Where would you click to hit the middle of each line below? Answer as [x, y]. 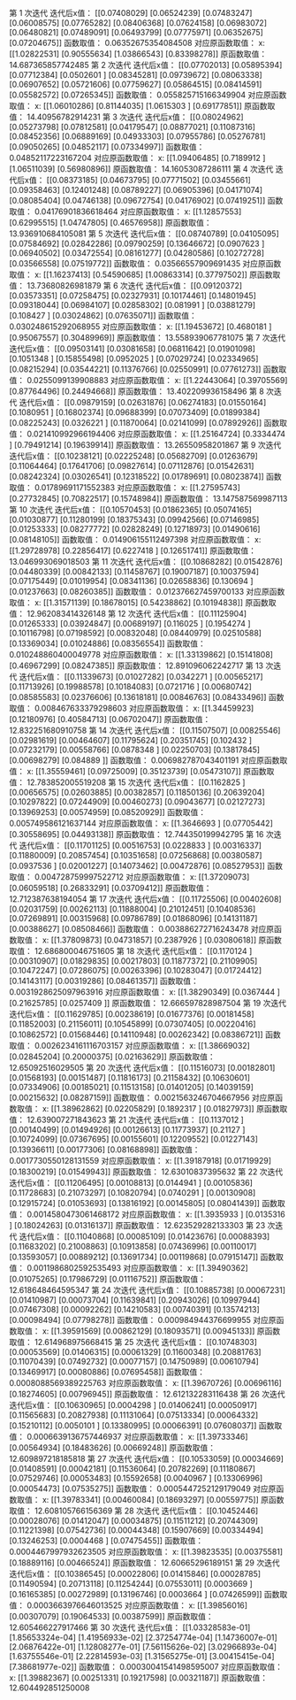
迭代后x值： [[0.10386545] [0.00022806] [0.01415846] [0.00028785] [135, 1574]
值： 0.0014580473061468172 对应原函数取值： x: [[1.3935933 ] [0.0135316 [147, 1214]
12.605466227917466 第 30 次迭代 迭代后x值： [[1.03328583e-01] [130, 1627]
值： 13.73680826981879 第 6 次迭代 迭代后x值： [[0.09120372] [126, 285]
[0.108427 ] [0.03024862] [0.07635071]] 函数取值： [103, 315]
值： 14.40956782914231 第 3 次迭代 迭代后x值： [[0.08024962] [127, 117]
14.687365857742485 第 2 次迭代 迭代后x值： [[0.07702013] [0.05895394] [146, 65]
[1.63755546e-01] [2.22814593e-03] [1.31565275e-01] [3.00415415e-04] [142, 1656]
